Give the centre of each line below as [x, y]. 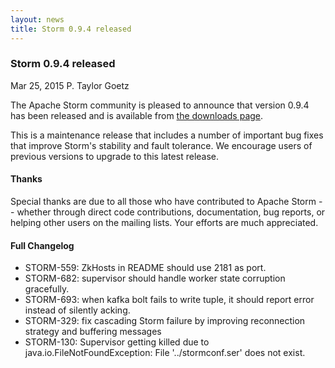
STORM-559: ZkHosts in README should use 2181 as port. [145, 268]
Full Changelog [42, 245]
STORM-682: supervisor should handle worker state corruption [155, 278]
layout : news [37, 19]
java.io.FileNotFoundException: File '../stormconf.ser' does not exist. [165, 353]
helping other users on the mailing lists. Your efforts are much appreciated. [164, 222]
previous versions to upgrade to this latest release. [115, 156]
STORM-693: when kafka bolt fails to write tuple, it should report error [169, 300]
